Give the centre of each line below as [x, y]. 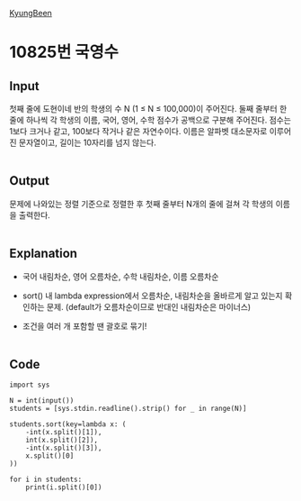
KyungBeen [31, 13]
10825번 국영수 [64, 52]
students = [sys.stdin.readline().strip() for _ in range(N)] [128, 409]
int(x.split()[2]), [62, 441]
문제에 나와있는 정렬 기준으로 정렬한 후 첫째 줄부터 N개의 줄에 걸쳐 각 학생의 [142, 204]
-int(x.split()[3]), [64, 448]
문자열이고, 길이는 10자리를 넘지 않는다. [88, 142]
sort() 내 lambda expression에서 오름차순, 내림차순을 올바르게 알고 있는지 [152, 296]
